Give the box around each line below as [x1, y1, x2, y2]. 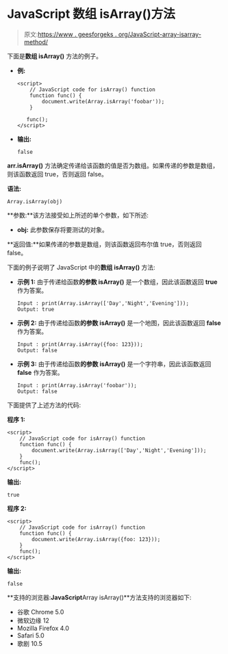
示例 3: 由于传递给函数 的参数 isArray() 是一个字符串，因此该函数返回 [16, 360, 212, 368]
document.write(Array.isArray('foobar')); [42, 98, 165, 105]
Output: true [16, 306, 55, 313]
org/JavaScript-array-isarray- [118, 30, 202, 38]
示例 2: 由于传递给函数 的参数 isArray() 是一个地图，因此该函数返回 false [16, 319, 221, 327]
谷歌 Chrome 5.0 [16, 607, 64, 616]
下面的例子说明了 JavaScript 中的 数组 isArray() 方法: [7, 263, 155, 271]
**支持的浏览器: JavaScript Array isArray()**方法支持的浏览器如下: [7, 593, 192, 601]
